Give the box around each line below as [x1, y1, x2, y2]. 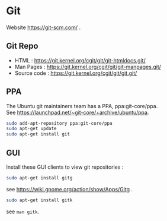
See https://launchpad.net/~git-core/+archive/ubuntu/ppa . [6, 109, 149, 116]
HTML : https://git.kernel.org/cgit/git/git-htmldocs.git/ [14, 56, 146, 64]
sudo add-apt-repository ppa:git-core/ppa [6, 120, 113, 126]
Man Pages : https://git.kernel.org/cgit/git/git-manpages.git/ [14, 63, 162, 70]
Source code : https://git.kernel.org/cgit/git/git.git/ [14, 70, 137, 77]
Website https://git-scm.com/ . [6, 24, 81, 31]
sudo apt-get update [6, 126, 57, 132]
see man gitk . [6, 208, 40, 215]
